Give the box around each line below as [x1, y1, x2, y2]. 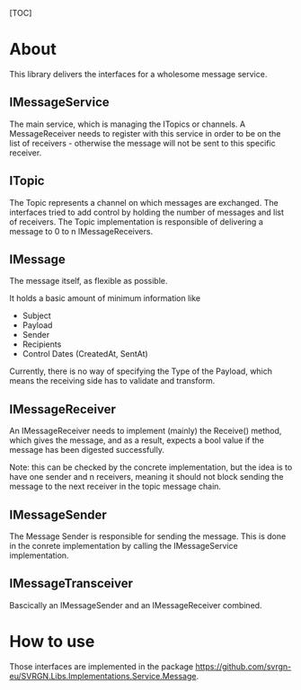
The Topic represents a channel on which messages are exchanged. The [9, 197, 279, 208]
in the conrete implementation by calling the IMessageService [9, 541, 238, 551]
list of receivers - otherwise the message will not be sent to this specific [9, 137, 276, 148]
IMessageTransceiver [9, 576, 133, 591]
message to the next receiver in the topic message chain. [9, 481, 222, 492]
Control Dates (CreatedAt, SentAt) [22, 349, 148, 359]
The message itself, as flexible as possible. [9, 276, 168, 287]
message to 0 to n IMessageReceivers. [9, 226, 154, 236]
